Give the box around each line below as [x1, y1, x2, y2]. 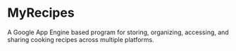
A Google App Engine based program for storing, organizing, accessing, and [7, 28, 229, 36]
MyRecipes [7, 5, 75, 21]
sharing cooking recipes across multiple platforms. [7, 35, 155, 43]
